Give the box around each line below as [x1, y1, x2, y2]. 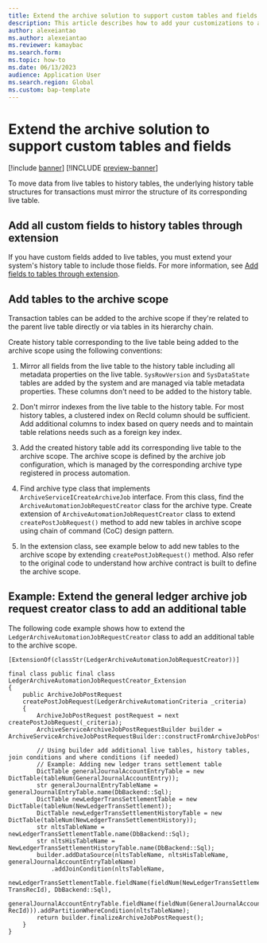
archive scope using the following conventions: [8, 346, 163, 355]
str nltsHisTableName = [37, 837, 115, 845]
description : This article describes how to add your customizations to [8, 19, 254, 27]
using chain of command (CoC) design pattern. [19, 526, 175, 535]
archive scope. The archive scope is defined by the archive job [19, 451, 226, 460]
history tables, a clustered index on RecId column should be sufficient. [19, 410, 250, 420]
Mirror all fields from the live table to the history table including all [19, 361, 235, 370]
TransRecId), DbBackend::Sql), [8, 886, 112, 894]
